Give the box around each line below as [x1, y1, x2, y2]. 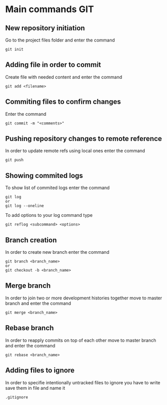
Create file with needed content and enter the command [5, 74, 122, 80]
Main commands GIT [5, 4, 94, 15]
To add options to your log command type [5, 212, 93, 218]
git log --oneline [5, 203, 44, 208]
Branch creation [5, 236, 57, 244]
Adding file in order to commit [5, 61, 101, 69]
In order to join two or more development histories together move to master [5, 295, 162, 301]
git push [5, 158, 24, 163]
